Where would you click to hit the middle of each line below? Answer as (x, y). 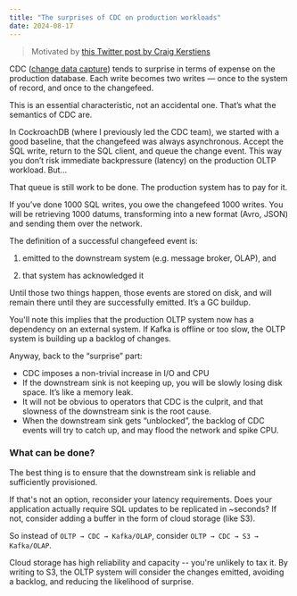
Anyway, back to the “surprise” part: (76, 356)
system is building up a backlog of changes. (90, 338)
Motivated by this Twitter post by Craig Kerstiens (121, 51)
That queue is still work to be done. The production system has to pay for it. (148, 187)
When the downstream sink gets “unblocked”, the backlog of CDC (143, 420)
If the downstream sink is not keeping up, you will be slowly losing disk (152, 382)
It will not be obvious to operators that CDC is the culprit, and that (143, 401)
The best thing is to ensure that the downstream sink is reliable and (132, 472)
